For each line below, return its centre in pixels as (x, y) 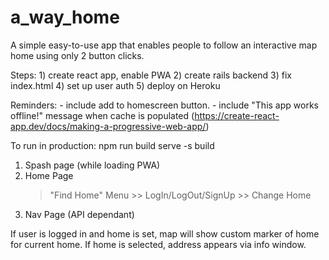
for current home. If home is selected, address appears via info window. (158, 244)
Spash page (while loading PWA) (92, 165)
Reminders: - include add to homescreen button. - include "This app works (164, 105)
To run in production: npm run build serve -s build (112, 145)
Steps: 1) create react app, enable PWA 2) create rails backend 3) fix (151, 75)
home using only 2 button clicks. (77, 55)
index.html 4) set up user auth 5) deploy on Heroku (115, 85)
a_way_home (65, 17)
